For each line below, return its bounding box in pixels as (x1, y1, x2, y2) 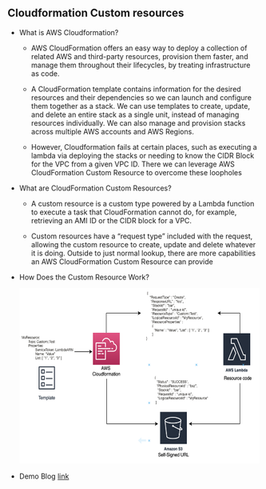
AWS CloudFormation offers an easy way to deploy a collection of (30, 43, 248, 53)
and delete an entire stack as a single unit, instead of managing (30, 110, 240, 119)
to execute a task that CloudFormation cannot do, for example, (30, 207, 237, 217)
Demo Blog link (18, 471, 69, 481)
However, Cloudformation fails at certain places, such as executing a (30, 142, 257, 151)
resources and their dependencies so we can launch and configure (30, 92, 252, 102)
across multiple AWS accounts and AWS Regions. (30, 126, 195, 136)
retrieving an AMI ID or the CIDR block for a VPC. (30, 215, 193, 225)
